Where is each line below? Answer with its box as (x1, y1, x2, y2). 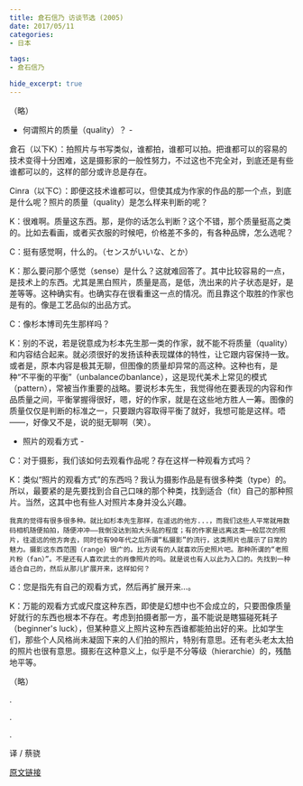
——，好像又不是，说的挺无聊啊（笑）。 (9, 416, 156, 427)
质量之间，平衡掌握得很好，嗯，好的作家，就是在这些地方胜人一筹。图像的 (16, 393, 294, 404)
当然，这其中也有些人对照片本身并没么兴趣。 (24, 496, 191, 507)
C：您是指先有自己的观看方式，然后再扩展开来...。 (9, 581, 197, 592)
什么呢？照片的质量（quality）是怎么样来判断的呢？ (16, 196, 209, 208)
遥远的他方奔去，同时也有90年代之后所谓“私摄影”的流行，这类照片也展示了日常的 (29, 535, 288, 544)
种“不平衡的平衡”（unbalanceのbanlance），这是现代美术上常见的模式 (9, 371, 268, 382)
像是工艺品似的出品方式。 (40, 299, 136, 310)
